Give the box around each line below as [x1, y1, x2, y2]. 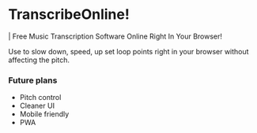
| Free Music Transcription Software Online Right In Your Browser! [8, 31, 223, 41]
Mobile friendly [19, 109, 70, 119]
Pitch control [19, 93, 62, 102]
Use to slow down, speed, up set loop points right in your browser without [8, 46, 249, 56]
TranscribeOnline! [8, 6, 130, 24]
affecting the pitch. [8, 55, 70, 65]
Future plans [8, 75, 58, 86]
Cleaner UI [19, 101, 55, 111]
